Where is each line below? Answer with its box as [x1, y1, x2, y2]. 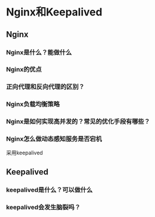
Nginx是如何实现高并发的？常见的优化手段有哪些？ [6, 118, 150, 126]
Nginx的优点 [6, 66, 42, 74]
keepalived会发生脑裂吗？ [6, 203, 81, 211]
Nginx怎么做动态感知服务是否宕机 [6, 135, 102, 143]
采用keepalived [6, 149, 43, 157]
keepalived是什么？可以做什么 [6, 186, 93, 194]
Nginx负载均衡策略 [6, 100, 60, 108]
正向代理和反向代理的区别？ [6, 83, 85, 91]
